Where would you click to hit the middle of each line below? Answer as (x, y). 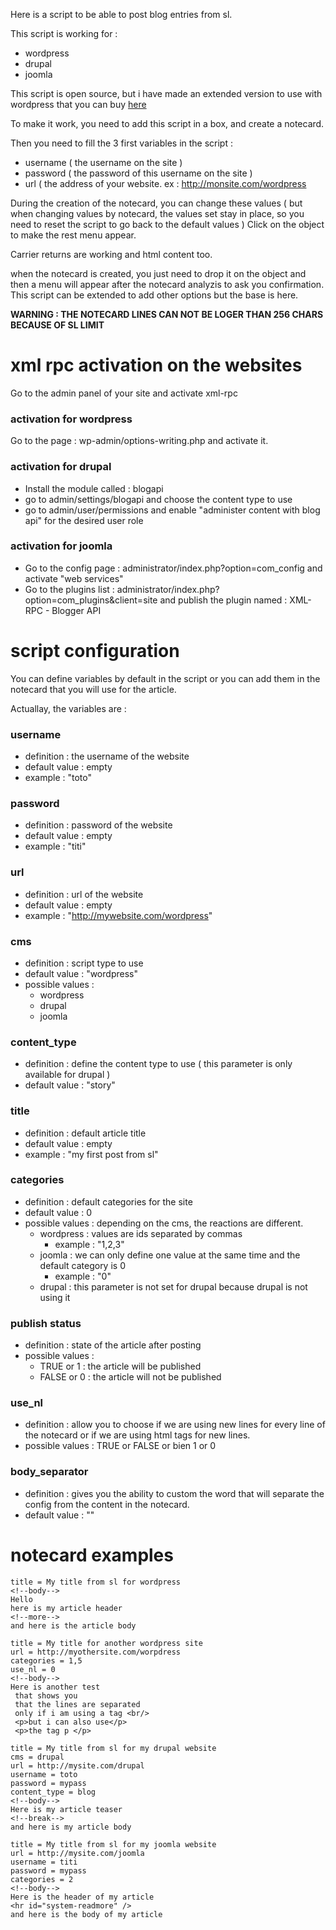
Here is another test (55, 1687)
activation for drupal (61, 467)
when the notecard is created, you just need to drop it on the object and (158, 273)
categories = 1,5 (46, 1660)
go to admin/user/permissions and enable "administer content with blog (172, 510)
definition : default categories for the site (108, 1201)
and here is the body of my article (86, 1914)
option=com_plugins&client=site (91, 600)
